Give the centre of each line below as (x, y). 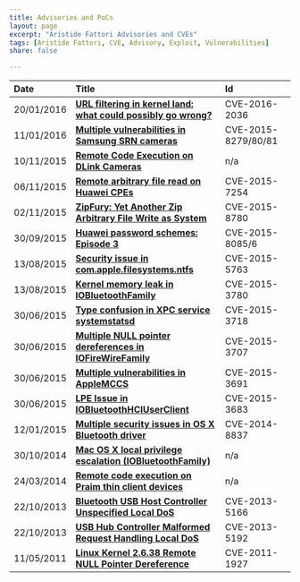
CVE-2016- (251, 104)
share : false (33, 51)
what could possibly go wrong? (144, 116)
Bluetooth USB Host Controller (142, 501)
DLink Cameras (108, 167)
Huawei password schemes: (137, 233)
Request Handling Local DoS (137, 538)
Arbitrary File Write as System (141, 218)
